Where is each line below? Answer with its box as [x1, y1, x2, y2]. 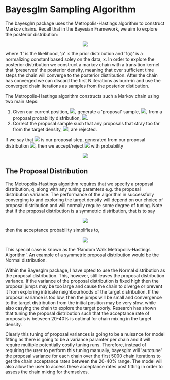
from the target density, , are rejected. [12, 126, 97, 132]
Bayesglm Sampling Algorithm [5, 4, 136, 15]
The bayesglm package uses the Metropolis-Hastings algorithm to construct [5, 20, 165, 26]
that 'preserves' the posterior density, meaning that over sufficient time [5, 67, 154, 73]
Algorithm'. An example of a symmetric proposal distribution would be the [5, 252, 159, 258]
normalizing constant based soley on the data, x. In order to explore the [5, 56, 155, 62]
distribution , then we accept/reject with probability [5, 142, 123, 149]
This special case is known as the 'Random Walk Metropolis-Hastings [5, 246, 151, 252]
